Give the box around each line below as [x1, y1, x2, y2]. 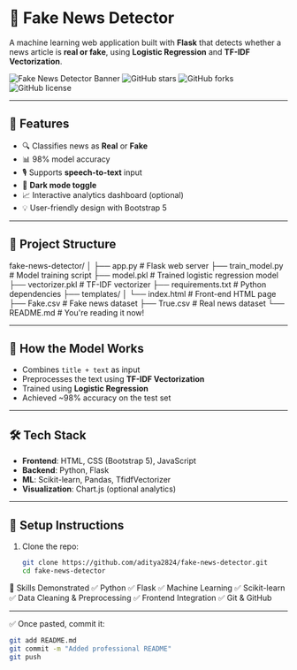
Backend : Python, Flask [21, 465, 110, 476]
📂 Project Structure [9, 237, 117, 252]
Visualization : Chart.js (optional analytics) [21, 483, 177, 494]
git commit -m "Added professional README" [9, 644, 172, 653]
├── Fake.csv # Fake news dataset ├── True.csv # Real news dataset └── [9, 298, 285, 308]
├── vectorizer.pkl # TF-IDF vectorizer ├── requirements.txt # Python [9, 278, 267, 290]
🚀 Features [9, 117, 70, 132]
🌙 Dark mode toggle [21, 179, 97, 190]
